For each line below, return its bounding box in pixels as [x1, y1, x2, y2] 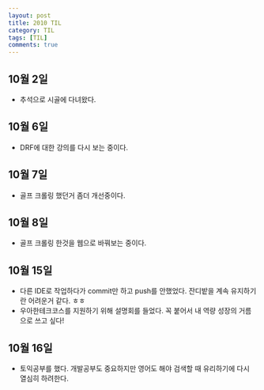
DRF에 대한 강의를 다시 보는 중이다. [19, 142, 129, 152]
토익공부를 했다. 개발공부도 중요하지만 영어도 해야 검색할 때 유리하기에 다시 [19, 364, 251, 373]
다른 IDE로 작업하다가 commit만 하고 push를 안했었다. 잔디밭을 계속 [19, 286, 229, 296]
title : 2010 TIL [8, 19, 62, 27]
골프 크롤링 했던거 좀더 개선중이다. [19, 191, 126, 200]
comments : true [8, 41, 58, 49]
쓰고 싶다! [34, 316, 65, 325]
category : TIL [8, 26, 55, 34]
